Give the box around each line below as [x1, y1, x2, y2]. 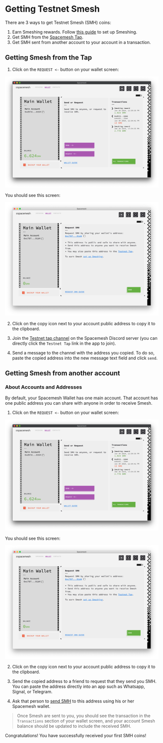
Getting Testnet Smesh [5, 3, 100, 15]
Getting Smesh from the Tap [5, 54, 92, 62]
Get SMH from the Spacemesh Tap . [12, 34, 84, 40]
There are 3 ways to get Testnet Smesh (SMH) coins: [5, 20, 111, 25]
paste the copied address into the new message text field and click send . [12, 355, 158, 361]
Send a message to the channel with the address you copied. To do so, [12, 350, 155, 356]
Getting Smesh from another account [5, 369, 120, 377]
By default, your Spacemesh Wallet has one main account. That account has [5, 395, 158, 401]
